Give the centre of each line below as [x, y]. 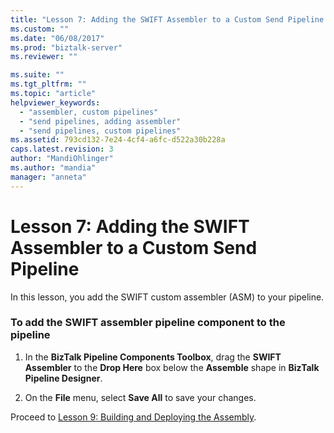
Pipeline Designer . [63, 378]
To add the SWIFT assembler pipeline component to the [148, 323]
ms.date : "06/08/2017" [57, 38]
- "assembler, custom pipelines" [89, 112]
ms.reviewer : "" [44, 57]
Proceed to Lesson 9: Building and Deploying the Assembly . [133, 417]
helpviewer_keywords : [55, 102]
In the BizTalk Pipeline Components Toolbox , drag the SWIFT [153, 357]
